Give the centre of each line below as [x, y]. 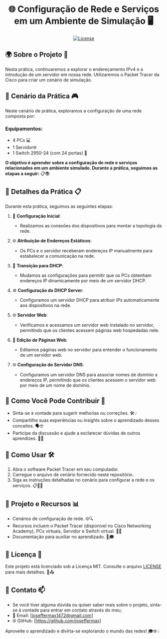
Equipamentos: [24, 129]
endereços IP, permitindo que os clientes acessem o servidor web [88, 380]
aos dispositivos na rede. [45, 305]
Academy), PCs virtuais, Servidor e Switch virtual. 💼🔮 [67, 531]
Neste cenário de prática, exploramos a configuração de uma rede [74, 110]
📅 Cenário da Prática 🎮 [42, 96]
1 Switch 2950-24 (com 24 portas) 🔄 [50, 153]
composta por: [20, 116]
